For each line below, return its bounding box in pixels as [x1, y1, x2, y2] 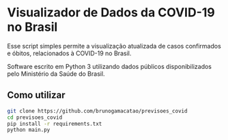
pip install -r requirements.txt [7, 120, 102, 127]
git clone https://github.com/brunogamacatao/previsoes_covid [7, 107, 188, 114]
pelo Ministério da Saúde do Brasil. [7, 70, 105, 78]
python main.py [7, 126, 51, 134]
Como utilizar [7, 89, 66, 101]
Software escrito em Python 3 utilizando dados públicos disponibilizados [7, 62, 212, 70]
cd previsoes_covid [7, 114, 63, 121]
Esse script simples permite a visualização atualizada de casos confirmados [7, 42, 222, 50]
